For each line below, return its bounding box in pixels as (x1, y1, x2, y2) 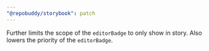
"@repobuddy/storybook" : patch (6, 10, 96, 17)
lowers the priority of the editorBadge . (6, 35, 113, 44)
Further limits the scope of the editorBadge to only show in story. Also (6, 29, 202, 37)
